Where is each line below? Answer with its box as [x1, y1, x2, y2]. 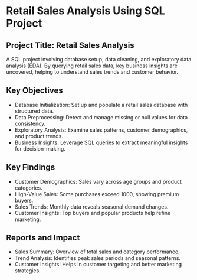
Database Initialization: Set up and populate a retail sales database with [14, 101, 188, 108]
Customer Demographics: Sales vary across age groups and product [14, 178, 182, 185]
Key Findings [6, 162, 55, 172]
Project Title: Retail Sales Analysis [6, 40, 134, 50]
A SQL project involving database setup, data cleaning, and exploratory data [6, 56, 192, 63]
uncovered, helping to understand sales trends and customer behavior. [6, 69, 179, 75]
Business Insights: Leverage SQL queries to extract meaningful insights [14, 139, 188, 146]
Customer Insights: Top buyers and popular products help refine [14, 209, 171, 216]
